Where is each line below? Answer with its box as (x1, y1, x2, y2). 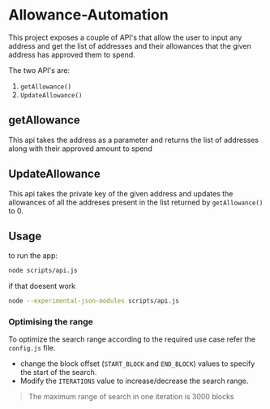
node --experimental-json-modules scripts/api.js (8, 297, 180, 305)
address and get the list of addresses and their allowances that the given (8, 41, 251, 50)
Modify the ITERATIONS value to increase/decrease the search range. (19, 376, 249, 386)
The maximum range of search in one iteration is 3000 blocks (28, 392, 234, 402)
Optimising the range (8, 316, 93, 328)
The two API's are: (8, 65, 71, 75)
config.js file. (8, 343, 56, 353)
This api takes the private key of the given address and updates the (8, 188, 234, 198)
